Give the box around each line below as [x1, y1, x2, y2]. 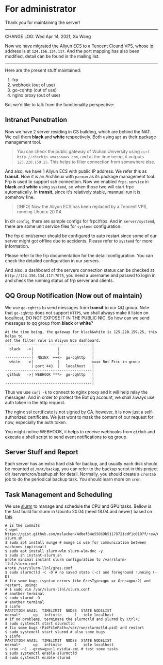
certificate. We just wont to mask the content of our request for [27, 414, 154, 420]
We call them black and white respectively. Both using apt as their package [5, 134, 156, 140]
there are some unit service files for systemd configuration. [5, 223, 122, 229]
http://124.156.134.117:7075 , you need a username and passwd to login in [5, 272, 156, 278]
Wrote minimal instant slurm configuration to [5, 557, 101, 562]
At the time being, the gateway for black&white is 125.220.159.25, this [5, 330, 158, 334]
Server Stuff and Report [5, 448, 79, 456]
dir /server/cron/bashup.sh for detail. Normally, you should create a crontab [5, 471, 156, 477]
